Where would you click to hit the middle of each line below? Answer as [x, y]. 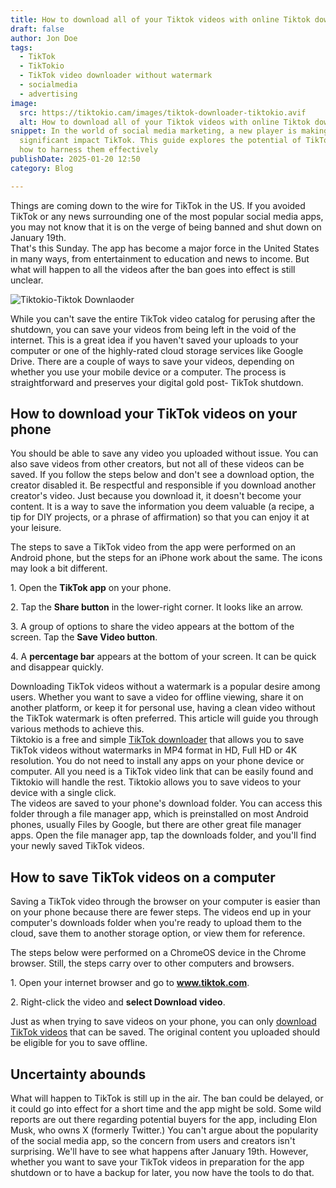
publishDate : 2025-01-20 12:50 [75, 159]
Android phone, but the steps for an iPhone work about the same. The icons [166, 558]
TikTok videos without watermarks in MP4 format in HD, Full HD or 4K [154, 750]
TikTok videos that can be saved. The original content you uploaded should [165, 1032]
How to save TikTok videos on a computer [143, 877]
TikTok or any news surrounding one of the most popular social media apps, [167, 216]
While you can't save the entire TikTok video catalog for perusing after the [163, 318]
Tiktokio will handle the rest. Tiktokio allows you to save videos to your [156, 782]
